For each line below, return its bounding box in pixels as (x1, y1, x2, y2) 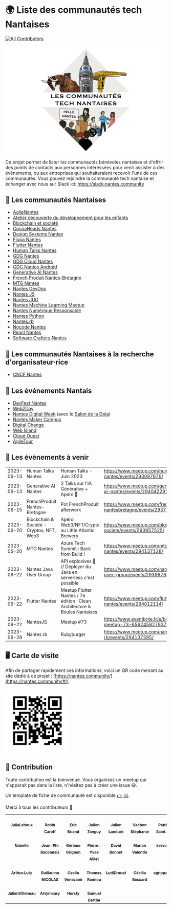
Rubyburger (60, 631, 86, 638)
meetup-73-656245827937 (104, 622, 167, 628)
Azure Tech (60, 540, 85, 546)
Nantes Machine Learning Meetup (12, 302, 85, 308)
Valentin (132, 849, 147, 855)
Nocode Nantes (12, 324, 46, 330)
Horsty (67, 890, 80, 896)
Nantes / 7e (60, 592, 85, 599)
